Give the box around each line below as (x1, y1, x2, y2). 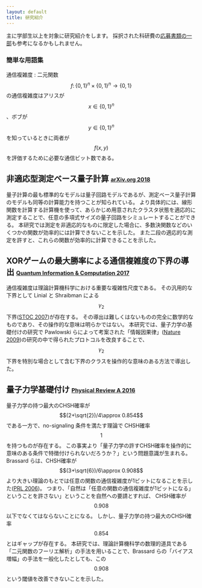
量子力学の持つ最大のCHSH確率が (6, 401, 90, 409)
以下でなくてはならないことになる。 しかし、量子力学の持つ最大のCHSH (6, 512, 187, 520)
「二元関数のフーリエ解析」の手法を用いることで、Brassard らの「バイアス (6, 547, 194, 555)
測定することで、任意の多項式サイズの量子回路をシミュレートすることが (6, 213, 186, 221)
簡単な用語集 (6, 56, 44, 64)
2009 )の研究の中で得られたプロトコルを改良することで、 (6, 336, 148, 343)
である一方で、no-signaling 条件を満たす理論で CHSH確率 (6, 421, 151, 429)
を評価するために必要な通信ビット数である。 (6, 154, 118, 161)
